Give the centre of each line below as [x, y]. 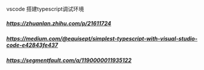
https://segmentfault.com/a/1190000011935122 [69, 60]
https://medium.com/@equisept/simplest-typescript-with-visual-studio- [102, 38]
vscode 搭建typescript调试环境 [45, 9]
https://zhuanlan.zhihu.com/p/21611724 [59, 23]
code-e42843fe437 [32, 45]
